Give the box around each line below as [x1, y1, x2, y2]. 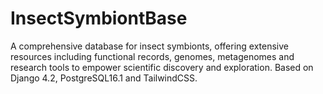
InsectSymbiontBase [10, 7, 188, 30]
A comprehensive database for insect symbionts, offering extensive [10, 40, 290, 52]
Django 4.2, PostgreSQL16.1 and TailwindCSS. [10, 72, 198, 84]
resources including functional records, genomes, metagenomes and [10, 50, 295, 62]
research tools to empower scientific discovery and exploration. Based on [10, 61, 314, 73]
